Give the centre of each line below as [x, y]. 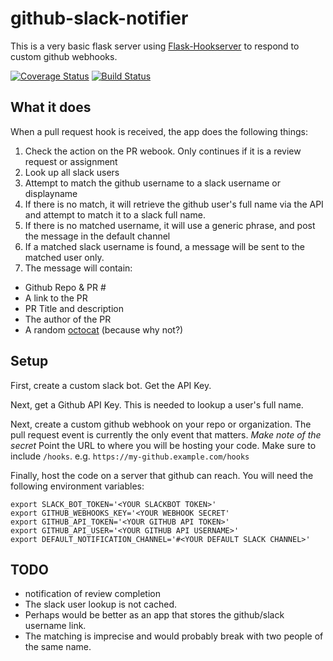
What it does [51, 107]
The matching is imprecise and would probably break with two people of [174, 636]
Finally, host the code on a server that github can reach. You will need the [162, 475]
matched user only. [64, 257]
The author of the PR [68, 319]
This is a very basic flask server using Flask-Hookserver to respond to [155, 46]
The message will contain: [78, 268]
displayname [51, 193]
